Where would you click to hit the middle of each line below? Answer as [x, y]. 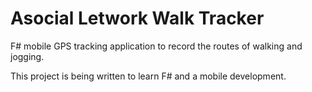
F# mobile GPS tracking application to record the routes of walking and [156, 46]
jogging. [27, 56]
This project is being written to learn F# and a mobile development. [148, 76]
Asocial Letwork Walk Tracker [137, 18]
